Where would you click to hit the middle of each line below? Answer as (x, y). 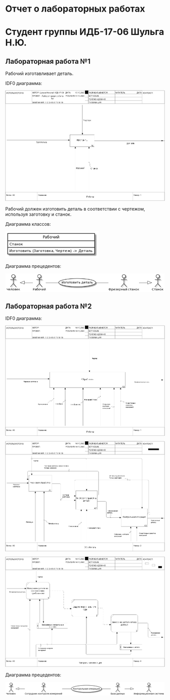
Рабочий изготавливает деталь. (39, 73)
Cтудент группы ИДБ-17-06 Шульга (85, 32)
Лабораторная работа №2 (49, 306)
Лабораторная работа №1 (48, 61)
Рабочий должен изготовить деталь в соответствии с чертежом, (75, 209)
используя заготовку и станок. (38, 214)
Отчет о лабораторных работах (75, 9)
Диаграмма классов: (28, 224)
